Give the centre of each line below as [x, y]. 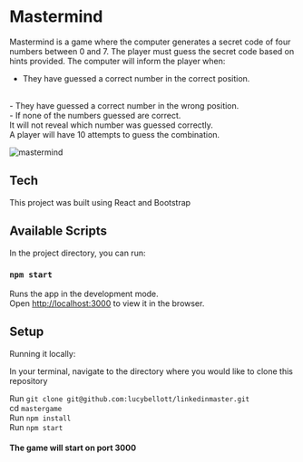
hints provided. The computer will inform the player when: [117, 61]
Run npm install [40, 418]
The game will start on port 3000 [73, 448]
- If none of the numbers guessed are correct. [95, 115]
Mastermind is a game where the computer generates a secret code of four [150, 42]
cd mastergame [36, 408]
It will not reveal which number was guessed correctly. [111, 125]
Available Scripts [58, 231]
